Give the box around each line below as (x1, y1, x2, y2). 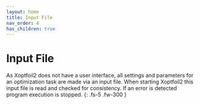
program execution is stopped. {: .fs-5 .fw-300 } (6, 91, 127, 99)
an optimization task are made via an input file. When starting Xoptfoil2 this (6, 78, 194, 85)
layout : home (6, 8, 39, 15)
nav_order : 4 (6, 20, 39, 26)
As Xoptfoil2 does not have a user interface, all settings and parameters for (6, 72, 194, 79)
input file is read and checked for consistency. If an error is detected (6, 85, 178, 92)
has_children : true (6, 25, 56, 32)
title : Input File (6, 15, 53, 21)
